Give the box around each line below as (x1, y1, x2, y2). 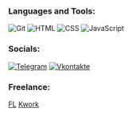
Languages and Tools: (8, 6, 95, 17)
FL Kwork (8, 99, 40, 109)
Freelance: (8, 81, 50, 92)
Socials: (8, 44, 41, 55)
